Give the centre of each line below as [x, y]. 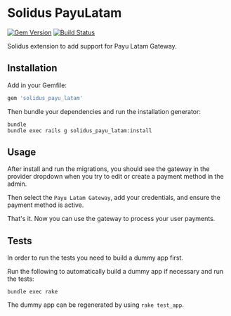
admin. [17, 184]
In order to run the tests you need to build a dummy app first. [95, 258]
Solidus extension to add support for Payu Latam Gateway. [92, 46]
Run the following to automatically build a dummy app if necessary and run [115, 272]
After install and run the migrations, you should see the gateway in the [108, 169]
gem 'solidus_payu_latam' [45, 98]
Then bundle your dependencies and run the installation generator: [104, 111]
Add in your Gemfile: [37, 85]
